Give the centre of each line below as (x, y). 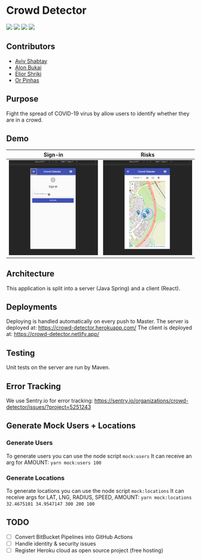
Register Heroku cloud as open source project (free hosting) (89, 550)
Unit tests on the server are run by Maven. (58, 367)
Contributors (31, 46)
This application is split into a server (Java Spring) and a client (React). (93, 288)
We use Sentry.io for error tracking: (50, 401)
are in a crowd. (25, 120)
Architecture (31, 274)
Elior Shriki (28, 74)
